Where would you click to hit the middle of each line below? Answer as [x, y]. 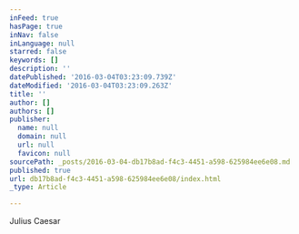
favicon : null [44, 153]
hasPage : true [36, 26]
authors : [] [32, 111]
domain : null [42, 137]
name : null [38, 128]
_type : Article [38, 188]
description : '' [40, 69]
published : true [40, 170]
